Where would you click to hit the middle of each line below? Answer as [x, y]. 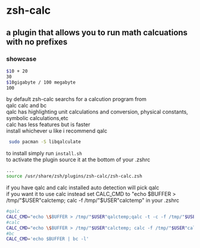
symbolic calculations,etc [37, 118]
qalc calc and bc [26, 106]
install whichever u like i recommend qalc [57, 131]
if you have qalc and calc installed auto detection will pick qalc [83, 188]
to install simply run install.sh [44, 154]
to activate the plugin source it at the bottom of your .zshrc [78, 160]
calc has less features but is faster [48, 125]
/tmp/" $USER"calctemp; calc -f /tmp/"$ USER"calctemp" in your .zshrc [93, 200]
